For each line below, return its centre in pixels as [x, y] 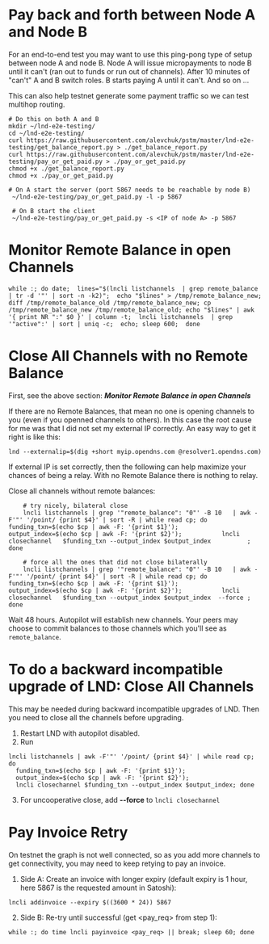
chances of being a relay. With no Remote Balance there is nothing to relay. [133, 475]
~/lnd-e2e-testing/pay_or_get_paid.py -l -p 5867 [97, 197]
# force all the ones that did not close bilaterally [115, 562]
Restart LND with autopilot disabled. [80, 733]
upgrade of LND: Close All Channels [131, 686]
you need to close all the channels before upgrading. [96, 717]
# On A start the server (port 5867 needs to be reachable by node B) [130, 190]
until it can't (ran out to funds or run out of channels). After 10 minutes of [129, 71]
